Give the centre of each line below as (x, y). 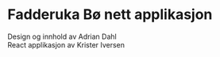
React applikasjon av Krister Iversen (66, 44)
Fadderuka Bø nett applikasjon (110, 15)
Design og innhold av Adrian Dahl (62, 36)
